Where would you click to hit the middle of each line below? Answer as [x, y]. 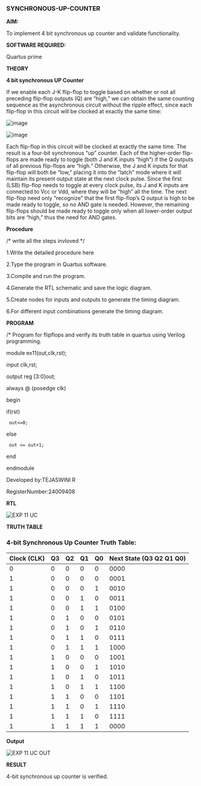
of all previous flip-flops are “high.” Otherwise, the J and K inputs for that [97, 166]
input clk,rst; [22, 365]
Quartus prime [24, 57]
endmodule [21, 468]
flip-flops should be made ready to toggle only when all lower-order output [99, 211]
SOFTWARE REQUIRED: [36, 45]
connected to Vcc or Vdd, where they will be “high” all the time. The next [97, 192]
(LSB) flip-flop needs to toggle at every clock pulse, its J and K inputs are [97, 185]
